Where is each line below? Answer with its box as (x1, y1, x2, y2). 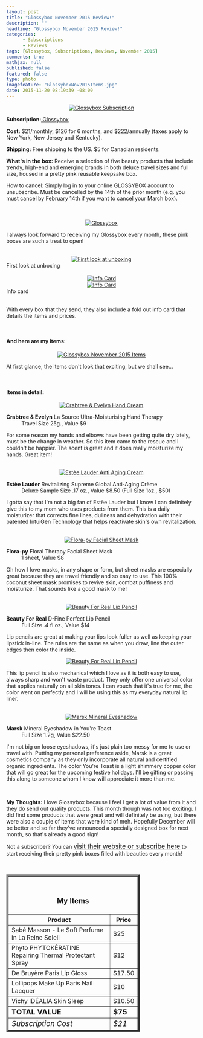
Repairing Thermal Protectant (11, 951, 95, 959)
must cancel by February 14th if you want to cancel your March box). (6, 195, 178, 202)
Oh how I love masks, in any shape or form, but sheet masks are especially (6, 566, 192, 573)
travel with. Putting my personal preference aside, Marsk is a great (6, 750, 172, 757)
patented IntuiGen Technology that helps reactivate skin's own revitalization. (6, 518, 197, 526)
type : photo (6, 76, 36, 82)
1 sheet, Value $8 (21, 554, 65, 562)
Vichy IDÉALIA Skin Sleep (11, 997, 85, 1005)
